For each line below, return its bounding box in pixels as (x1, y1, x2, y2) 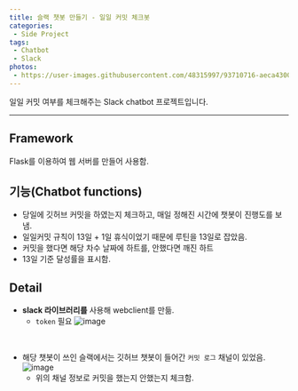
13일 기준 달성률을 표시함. (21, 254, 111, 265)
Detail (9, 280, 43, 295)
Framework (9, 131, 74, 147)
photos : (9, 63, 38, 72)
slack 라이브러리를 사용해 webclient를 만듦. (21, 305, 175, 315)
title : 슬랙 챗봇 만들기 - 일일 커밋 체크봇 (9, 12, 151, 22)
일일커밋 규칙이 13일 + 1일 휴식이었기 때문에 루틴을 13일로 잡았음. (21, 232, 247, 243)
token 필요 (35, 316, 73, 327)
